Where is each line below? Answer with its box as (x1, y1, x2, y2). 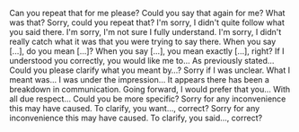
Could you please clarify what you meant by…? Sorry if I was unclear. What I (9, 65, 290, 75)
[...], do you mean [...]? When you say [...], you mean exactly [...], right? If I (9, 46, 285, 57)
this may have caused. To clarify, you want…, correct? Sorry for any (9, 103, 260, 113)
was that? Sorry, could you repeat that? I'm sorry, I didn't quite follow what (9, 17, 286, 28)
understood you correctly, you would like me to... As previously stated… (9, 56, 275, 66)
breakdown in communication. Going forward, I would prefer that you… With (9, 84, 291, 94)
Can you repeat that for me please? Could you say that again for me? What (9, 8, 286, 18)
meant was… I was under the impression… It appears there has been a (9, 75, 269, 84)
